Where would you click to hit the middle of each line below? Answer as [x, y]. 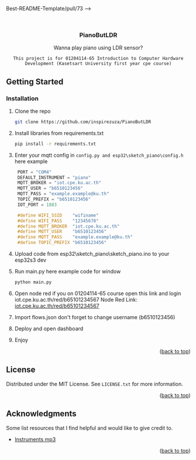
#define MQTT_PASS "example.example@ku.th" [75, 237]
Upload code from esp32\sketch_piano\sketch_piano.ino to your [92, 254]
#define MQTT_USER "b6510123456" [62, 232]
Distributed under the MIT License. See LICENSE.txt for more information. [94, 384]
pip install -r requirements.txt [55, 144]
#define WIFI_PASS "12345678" [58, 221]
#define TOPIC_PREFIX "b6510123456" [62, 243]
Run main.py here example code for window [68, 272]
